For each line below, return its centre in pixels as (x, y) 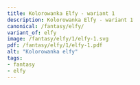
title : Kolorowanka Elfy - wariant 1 (61, 13)
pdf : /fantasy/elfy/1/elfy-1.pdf (55, 45)
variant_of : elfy (32, 33)
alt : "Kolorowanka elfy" (43, 52)
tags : (15, 58)
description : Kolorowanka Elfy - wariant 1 (70, 20)
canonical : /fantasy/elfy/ (46, 26)
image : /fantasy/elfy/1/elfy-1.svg (58, 39)
